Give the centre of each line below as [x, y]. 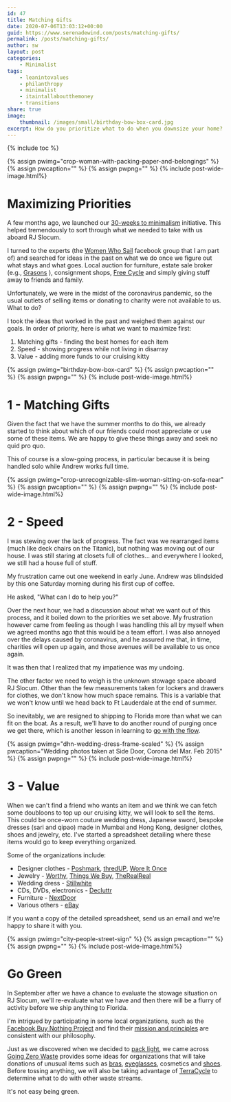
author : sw [23, 45]
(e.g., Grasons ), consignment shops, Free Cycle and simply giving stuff [109, 273]
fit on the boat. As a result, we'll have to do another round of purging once [112, 723]
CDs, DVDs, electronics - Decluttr [64, 890]
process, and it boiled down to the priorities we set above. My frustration [110, 618]
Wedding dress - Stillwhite [54, 883]
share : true [24, 109]
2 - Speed [35, 522]
